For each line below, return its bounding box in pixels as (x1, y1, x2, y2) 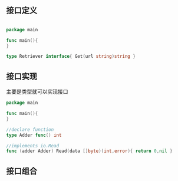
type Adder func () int (6, 132, 62, 138)
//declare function (6, 126, 54, 133)
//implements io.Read (6, 143, 60, 149)
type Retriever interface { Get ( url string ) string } (6, 54, 136, 60)
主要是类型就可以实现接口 (6, 88, 68, 96)
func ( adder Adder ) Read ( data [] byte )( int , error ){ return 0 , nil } (6, 148, 173, 154)
